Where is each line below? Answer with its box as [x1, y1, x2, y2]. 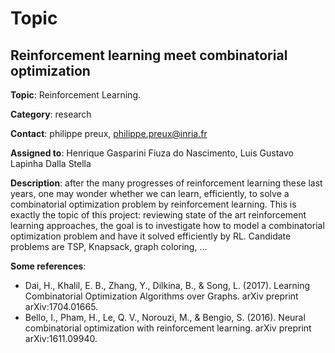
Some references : [10, 260, 87, 272]
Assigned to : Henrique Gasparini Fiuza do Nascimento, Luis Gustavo [10, 147, 294, 159]
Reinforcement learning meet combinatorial [10, 47, 288, 64]
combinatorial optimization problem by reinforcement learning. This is [10, 198, 297, 210]
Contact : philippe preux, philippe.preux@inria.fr [10, 128, 208, 139]
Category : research [10, 108, 92, 120]
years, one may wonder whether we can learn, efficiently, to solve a [10, 188, 290, 199]
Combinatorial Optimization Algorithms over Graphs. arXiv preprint [24, 290, 299, 302]
